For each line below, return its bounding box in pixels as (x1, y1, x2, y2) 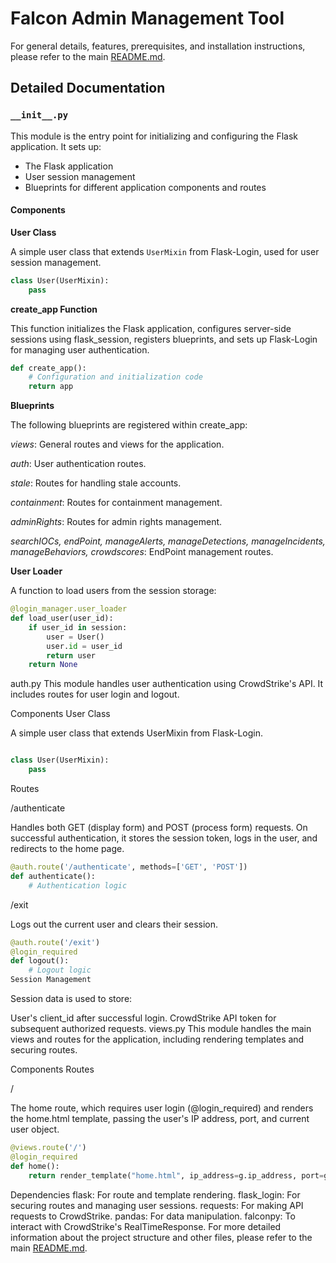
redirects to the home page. (10, 843, 125, 855)
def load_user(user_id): (10, 613, 114, 624)
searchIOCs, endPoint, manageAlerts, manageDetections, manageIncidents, (10, 535, 326, 547)
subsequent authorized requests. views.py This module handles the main (10, 1023, 312, 1035)
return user (46, 650, 97, 661)
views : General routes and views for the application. (10, 438, 225, 451)
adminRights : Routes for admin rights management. (10, 516, 223, 528)
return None (28, 660, 78, 670)
